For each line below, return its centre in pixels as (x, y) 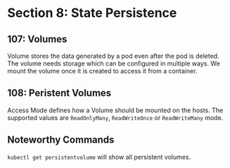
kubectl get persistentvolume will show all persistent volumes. (99, 157)
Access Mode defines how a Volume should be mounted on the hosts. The (115, 110)
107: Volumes (37, 39)
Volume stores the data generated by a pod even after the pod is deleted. (113, 56)
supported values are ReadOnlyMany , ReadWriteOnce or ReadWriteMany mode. (115, 117)
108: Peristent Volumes (59, 93)
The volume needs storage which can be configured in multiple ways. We (114, 64)
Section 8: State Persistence (92, 13)
